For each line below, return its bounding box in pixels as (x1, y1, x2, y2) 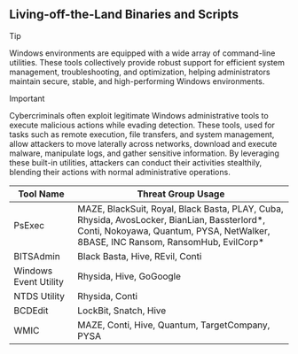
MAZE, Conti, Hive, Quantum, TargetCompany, (77, 319, 271, 331)
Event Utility (13, 275, 64, 288)
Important (9, 93, 45, 104)
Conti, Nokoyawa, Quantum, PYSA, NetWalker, (77, 225, 271, 237)
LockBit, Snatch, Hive (77, 304, 167, 317)
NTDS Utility (13, 289, 65, 302)
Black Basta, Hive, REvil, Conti (77, 250, 202, 262)
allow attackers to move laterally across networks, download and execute (9, 138, 278, 149)
